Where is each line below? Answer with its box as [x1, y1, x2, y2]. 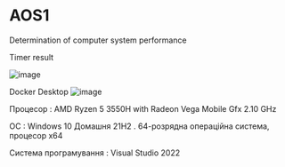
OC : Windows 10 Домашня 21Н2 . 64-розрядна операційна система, [9, 121, 270, 131]
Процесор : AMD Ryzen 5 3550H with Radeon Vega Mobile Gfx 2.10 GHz [9, 103, 277, 114]
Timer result [9, 52, 54, 62]
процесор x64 [9, 130, 63, 140]
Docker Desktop [9, 86, 69, 97]
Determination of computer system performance [9, 35, 187, 45]
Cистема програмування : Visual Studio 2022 [9, 147, 181, 158]
